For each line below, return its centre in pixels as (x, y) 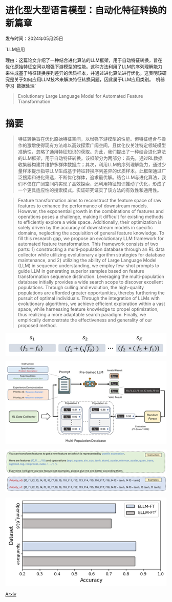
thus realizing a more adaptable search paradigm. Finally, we (82, 314)
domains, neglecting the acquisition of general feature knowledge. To (91, 233)
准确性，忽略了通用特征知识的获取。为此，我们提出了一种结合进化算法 (92, 152)
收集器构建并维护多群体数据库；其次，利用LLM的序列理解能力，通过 (90, 164)
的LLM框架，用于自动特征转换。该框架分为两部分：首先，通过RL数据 (90, 158)
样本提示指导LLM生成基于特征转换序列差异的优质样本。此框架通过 (92, 171)
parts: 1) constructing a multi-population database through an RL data (91, 249)
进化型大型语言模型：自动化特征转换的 (86, 10)
